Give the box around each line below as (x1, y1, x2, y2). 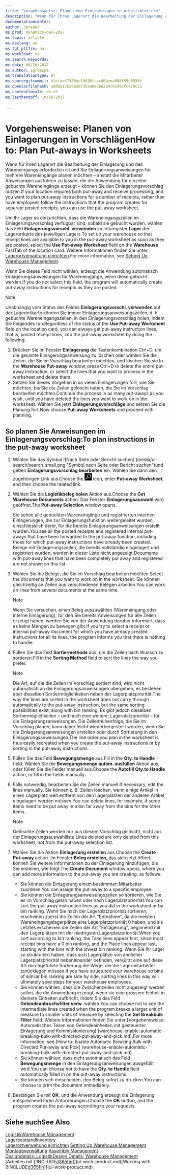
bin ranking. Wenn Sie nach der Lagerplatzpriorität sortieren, (20, 908, 148, 915)
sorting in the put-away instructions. (12, 745, 89, 752)
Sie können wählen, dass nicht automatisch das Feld (20, 1055, 131, 1061)
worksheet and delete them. (12, 374, 72, 380)
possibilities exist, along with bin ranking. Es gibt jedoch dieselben (12, 707, 152, 713)
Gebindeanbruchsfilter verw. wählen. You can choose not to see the (20, 1000, 164, 1007)
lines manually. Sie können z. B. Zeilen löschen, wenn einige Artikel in (12, 787, 159, 793)
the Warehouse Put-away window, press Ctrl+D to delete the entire (12, 363, 155, 369)
